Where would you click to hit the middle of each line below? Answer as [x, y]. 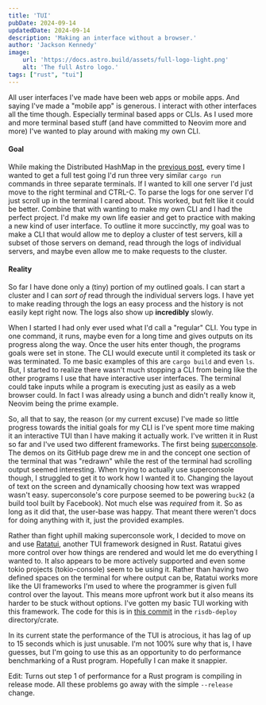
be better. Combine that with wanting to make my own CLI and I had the [125, 209]
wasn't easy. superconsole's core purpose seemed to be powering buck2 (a [132, 495]
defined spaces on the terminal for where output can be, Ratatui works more [133, 578]
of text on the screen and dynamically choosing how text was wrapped [124, 487]
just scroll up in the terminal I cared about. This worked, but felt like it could [131, 200]
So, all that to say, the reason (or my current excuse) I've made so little [124, 419]
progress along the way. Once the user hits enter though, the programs [124, 345]
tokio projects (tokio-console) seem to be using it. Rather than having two [128, 569]
